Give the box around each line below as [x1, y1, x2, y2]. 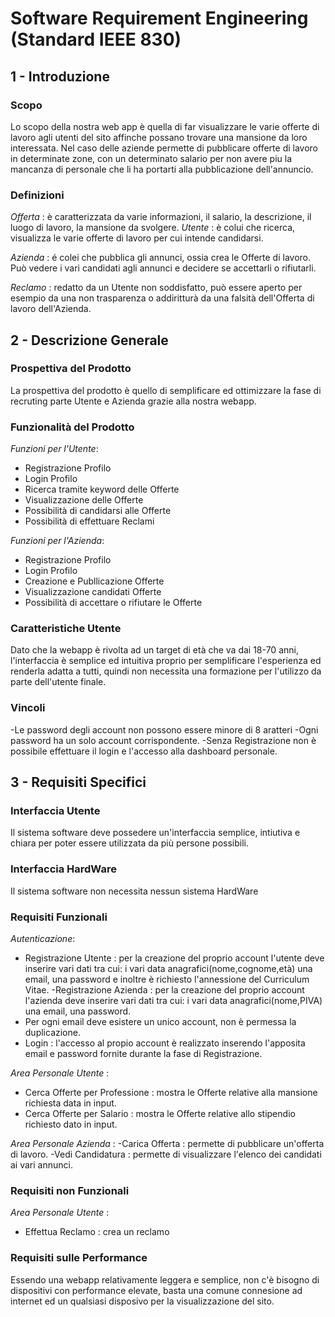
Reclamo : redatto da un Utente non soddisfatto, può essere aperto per [10, 282, 303, 294]
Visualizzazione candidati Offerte [24, 586, 162, 598]
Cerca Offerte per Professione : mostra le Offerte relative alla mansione [24, 1087, 318, 1099]
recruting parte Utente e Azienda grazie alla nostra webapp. [10, 395, 257, 407]
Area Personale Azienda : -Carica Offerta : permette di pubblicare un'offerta [10, 1138, 325, 1150]
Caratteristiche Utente [10, 622, 122, 636]
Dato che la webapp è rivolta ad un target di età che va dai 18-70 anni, [10, 644, 299, 656]
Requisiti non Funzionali [10, 1183, 130, 1197]
